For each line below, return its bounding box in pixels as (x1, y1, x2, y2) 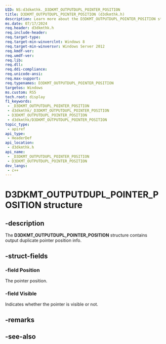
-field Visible (5, 290, 37, 297)
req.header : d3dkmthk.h (5, 26, 54, 31)
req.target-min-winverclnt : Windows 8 (5, 39, 85, 44)
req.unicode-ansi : (5, 72, 43, 76)
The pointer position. (5, 277, 48, 284)
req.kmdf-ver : (5, 48, 35, 53)
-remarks (5, 315, 35, 324)
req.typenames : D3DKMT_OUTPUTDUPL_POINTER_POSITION (5, 80, 114, 85)
